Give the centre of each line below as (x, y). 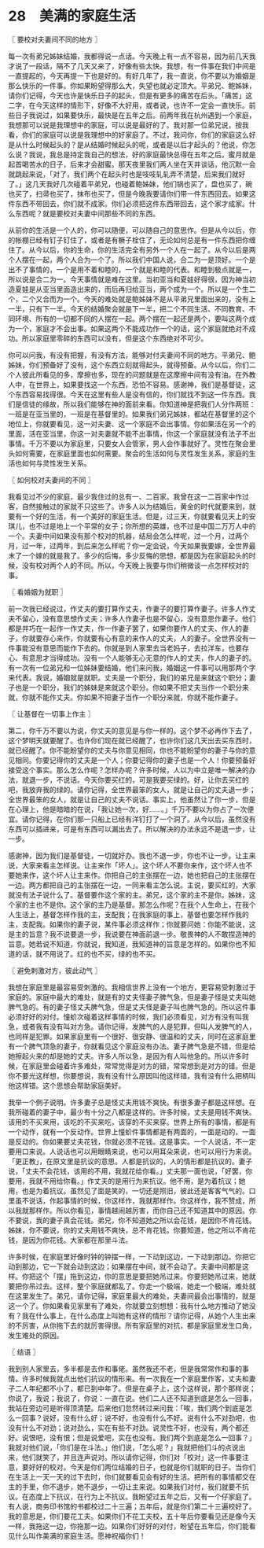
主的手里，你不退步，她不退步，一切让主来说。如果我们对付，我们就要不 (125, 1487)
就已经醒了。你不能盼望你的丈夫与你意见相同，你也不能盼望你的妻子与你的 (128, 750)
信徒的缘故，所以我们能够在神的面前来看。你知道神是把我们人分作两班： (139, 404)
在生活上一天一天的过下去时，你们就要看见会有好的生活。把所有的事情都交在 (132, 1476)
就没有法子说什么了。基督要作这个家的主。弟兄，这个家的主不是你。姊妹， (128, 894)
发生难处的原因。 (36, 1335)
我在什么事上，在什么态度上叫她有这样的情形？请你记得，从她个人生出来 (139, 1315)
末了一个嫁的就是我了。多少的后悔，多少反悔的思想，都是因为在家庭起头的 (128, 555)
